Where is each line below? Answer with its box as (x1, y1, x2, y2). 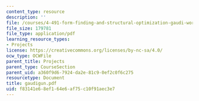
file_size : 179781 (6, 25, 52, 31)
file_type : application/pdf (6, 31, 76, 37)
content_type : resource (6, 8, 65, 15)
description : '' (6, 14, 46, 20)
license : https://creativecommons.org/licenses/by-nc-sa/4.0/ (6, 48, 163, 53)
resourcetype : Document (6, 75, 65, 81)
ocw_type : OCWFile (6, 53, 52, 59)
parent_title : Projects (6, 58, 65, 64)
